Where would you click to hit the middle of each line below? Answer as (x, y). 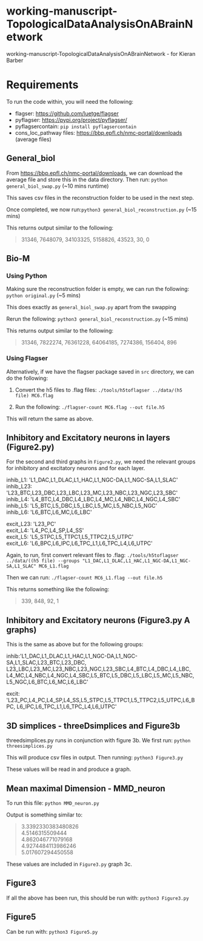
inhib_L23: (19, 487)
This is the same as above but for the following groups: (75, 645)
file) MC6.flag (34, 395)
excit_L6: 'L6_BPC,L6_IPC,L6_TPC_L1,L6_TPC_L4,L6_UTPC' (79, 543)
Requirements (42, 85)
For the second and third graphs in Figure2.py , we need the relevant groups (101, 462)
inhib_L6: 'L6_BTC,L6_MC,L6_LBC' (49, 512)
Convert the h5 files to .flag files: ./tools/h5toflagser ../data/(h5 (99, 389)
